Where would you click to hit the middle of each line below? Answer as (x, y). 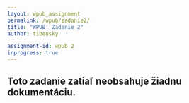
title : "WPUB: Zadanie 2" (45, 27)
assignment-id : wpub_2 (41, 47)
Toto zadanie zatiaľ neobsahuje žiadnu (94, 81)
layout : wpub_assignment (44, 14)
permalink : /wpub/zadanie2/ (49, 20)
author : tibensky (33, 34)
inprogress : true (33, 53)
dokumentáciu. (42, 92)
